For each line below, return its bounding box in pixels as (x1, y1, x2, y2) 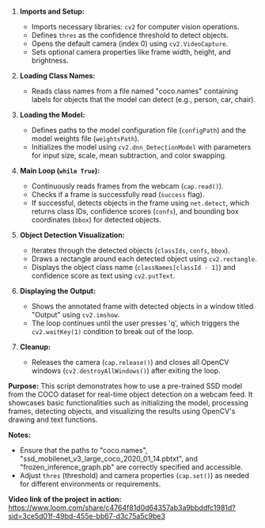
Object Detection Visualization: (19, 230, 125, 240)
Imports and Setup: (19, 7, 85, 16)
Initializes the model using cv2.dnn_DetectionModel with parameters (31, 142, 252, 151)
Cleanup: (19, 342, 51, 351)
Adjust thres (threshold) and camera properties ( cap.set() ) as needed (19, 471, 250, 480)
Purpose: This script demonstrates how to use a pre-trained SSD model (8, 382, 243, 390)
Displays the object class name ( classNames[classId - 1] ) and (31, 263, 236, 272)
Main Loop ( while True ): (19, 166, 100, 175)
